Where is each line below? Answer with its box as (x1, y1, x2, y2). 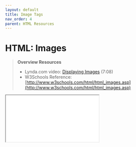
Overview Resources (17, 59, 62, 65)
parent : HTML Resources (5, 21, 55, 26)
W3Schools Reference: (24, 74, 72, 80)
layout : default (5, 7, 39, 12)
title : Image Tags (5, 12, 43, 17)
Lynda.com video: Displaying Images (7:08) (24, 69, 113, 75)
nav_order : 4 (5, 16, 32, 21)
